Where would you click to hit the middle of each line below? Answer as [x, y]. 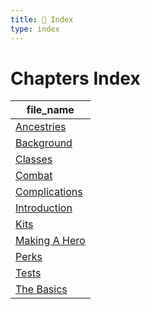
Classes [34, 159]
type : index [35, 29]
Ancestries [41, 127]
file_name [50, 110]
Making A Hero [50, 241]
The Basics [41, 289]
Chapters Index [75, 78]
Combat [34, 176]
